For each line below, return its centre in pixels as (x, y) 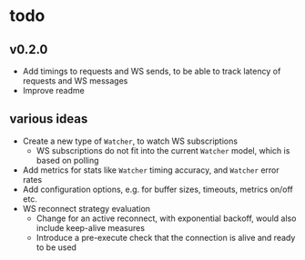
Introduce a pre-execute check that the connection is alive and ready (166, 237)
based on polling (67, 160)
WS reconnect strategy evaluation (86, 208)
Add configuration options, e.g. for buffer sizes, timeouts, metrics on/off (158, 189)
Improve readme (53, 90)
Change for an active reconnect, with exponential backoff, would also (166, 218)
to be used (56, 247)
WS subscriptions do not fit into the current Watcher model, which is (163, 150)
